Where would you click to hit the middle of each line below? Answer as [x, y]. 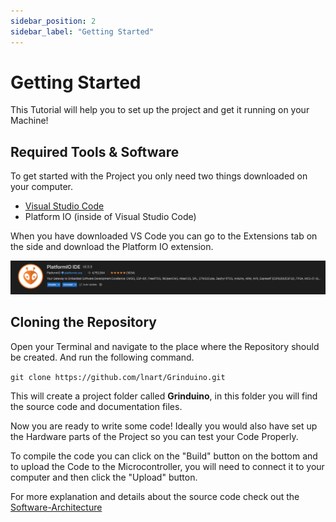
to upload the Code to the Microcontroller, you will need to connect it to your [167, 466]
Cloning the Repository [83, 322]
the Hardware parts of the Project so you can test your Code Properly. [154, 436]
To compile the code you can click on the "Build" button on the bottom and [164, 456]
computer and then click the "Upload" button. [104, 477]
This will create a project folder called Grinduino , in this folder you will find [164, 396]
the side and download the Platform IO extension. [112, 247]
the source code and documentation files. [96, 406]
